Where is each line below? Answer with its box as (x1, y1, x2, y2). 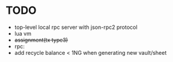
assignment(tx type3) (14, 36, 68, 43)
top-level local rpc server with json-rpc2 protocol (14, 23, 137, 31)
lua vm (14, 29, 31, 37)
